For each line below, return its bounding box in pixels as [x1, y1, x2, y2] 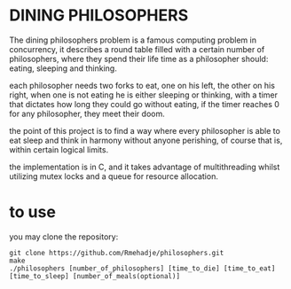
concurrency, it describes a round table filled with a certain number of [9, 43, 265, 54]
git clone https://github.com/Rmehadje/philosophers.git [9, 248, 224, 257]
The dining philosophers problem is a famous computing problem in [9, 35, 257, 45]
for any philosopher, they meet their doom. [9, 108, 166, 119]
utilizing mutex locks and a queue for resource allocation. [9, 170, 219, 182]
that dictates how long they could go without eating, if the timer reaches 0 [9, 98, 279, 109]
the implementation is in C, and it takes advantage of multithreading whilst [9, 161, 280, 172]
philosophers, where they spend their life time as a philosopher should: [9, 53, 269, 64]
